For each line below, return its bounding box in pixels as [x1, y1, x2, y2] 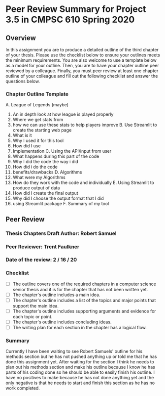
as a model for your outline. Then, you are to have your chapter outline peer [5, 63, 159, 68]
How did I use [12, 143, 41, 149]
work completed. [5, 385, 40, 391]
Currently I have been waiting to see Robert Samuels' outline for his [5, 349, 142, 354]
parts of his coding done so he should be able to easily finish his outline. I [5, 369, 155, 375]
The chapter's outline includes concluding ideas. [12, 319, 112, 325]
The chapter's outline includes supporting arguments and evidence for [12, 308, 157, 314]
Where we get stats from [12, 117, 64, 123]
